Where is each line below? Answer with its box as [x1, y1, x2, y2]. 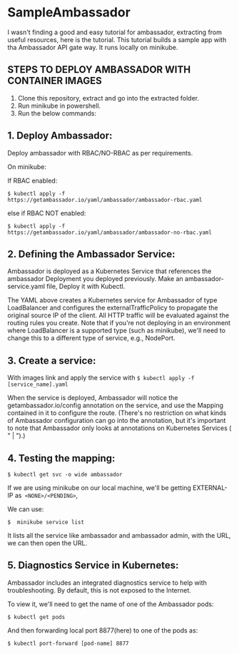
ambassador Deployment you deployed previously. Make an [7, 275, 183, 283]
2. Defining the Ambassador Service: [7, 247, 176, 260]
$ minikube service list [7, 518, 84, 526]
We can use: [7, 505, 44, 514]
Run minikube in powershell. [17, 101, 101, 110]
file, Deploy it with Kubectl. [46, 282, 126, 291]
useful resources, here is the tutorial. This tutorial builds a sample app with [7, 35, 227, 44]
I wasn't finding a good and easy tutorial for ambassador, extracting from [7, 28, 223, 36]
